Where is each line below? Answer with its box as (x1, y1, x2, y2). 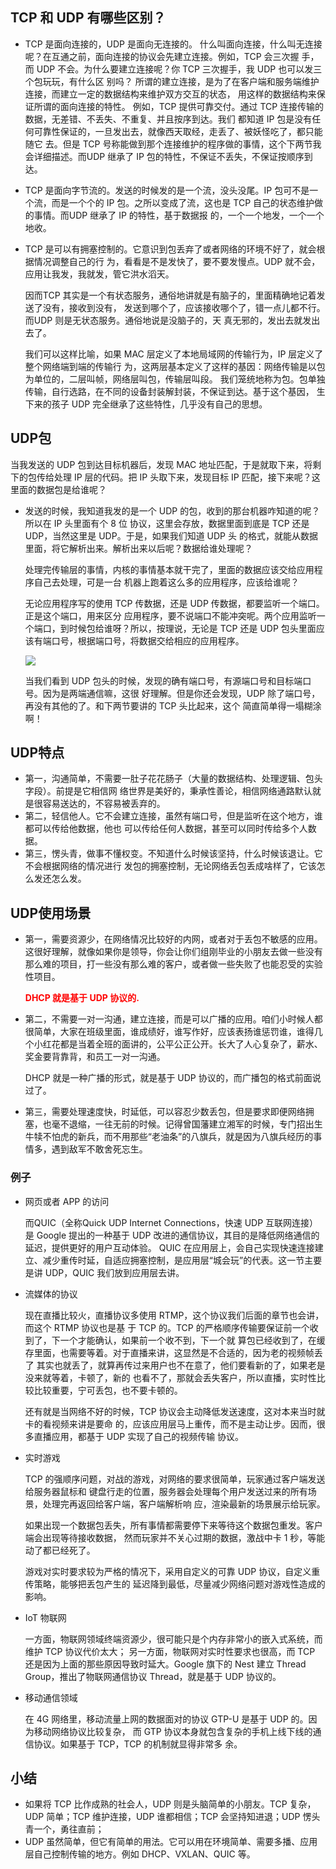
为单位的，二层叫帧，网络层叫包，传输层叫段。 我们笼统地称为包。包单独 (24, 373, 326, 385)
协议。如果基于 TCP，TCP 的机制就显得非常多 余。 (33, 1738, 243, 1750)
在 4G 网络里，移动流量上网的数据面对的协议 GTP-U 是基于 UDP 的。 (24, 1713, 309, 1725)
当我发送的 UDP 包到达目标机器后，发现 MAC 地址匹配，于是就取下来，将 (10, 458, 313, 470)
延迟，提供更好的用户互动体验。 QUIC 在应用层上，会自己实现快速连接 (24, 1241, 315, 1253)
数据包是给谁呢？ (36, 483, 107, 495)
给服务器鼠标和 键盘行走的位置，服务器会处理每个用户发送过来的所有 (24, 1485, 308, 1497)
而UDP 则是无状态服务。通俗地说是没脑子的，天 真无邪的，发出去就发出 (24, 314, 321, 326)
